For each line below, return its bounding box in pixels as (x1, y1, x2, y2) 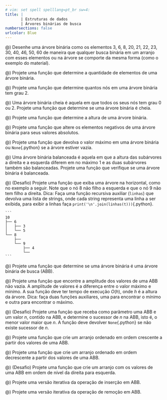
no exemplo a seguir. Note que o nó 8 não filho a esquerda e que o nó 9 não (5, 185, 162, 191)
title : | (5, 12, 23, 17)
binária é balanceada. (5, 170, 50, 176)
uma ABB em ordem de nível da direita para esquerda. (5, 370, 116, 376)
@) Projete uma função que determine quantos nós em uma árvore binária (5, 85, 158, 90)
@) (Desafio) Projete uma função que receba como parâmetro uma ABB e (5, 309, 157, 315)
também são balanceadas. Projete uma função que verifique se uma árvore (5, 165, 160, 171)
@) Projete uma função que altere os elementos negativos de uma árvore (5, 124, 156, 130)
